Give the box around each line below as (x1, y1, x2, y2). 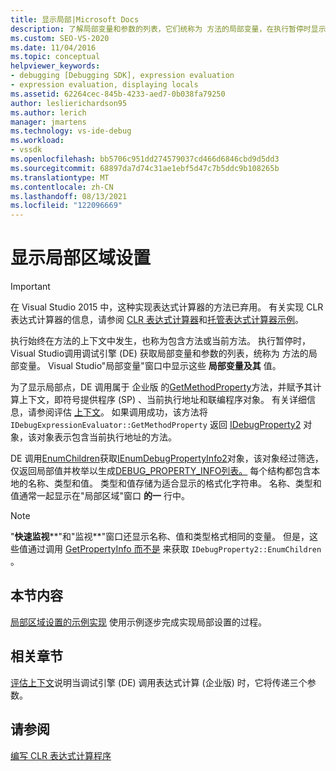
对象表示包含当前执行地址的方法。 (36, 431, 177, 443)
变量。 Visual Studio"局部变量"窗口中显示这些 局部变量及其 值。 (18, 360, 282, 372)
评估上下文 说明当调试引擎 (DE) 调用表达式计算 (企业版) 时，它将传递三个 (10, 676, 308, 688)
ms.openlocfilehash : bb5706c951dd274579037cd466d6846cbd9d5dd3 (10, 154, 280, 164)
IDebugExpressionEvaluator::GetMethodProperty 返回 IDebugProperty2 (10, 419, 302, 431)
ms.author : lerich (10, 107, 87, 118)
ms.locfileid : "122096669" (10, 201, 123, 211)
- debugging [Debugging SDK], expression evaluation (10, 71, 235, 81)
